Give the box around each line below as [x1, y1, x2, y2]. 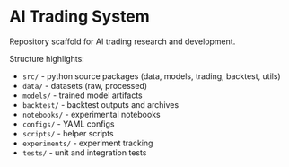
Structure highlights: [9, 53, 85, 64]
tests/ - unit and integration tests [22, 146, 147, 158]
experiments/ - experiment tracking [22, 137, 153, 148]
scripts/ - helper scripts [22, 127, 114, 138]
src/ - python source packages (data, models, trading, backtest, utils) [22, 70, 281, 82]
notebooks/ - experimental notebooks [22, 109, 161, 119]
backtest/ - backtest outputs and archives [22, 99, 180, 110]
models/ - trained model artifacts [22, 90, 143, 101]
